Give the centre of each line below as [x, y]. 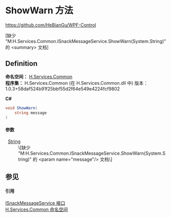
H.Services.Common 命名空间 [37, 209]
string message [31, 113]
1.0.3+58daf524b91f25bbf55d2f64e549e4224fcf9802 [63, 89]
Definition [21, 64]
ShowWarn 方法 [39, 10]
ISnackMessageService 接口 [35, 203]
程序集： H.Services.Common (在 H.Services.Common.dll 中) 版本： [77, 83]
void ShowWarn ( [22, 108]
